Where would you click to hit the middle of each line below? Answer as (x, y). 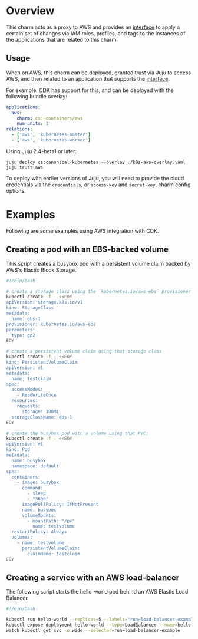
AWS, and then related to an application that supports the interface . (88, 78)
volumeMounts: (39, 515)
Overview (30, 11)
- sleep (37, 493)
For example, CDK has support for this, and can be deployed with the (90, 90)
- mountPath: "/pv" (51, 521)
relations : (19, 129)
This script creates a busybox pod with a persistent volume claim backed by (98, 263)
